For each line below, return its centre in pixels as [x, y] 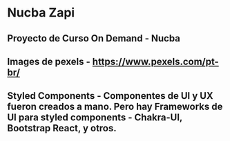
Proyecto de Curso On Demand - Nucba [94, 38]
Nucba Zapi [41, 13]
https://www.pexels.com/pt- [155, 61]
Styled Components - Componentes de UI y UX [110, 96]
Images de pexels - [49, 61]
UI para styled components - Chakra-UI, [95, 118]
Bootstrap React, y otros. [62, 128]
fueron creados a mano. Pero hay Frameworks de [115, 107]
